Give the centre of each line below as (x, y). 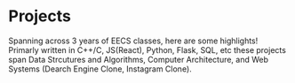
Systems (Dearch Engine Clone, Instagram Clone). (100, 69)
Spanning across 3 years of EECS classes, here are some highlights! (133, 41)
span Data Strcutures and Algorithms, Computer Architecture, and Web (138, 59)
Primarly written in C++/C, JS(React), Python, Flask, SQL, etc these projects (147, 49)
